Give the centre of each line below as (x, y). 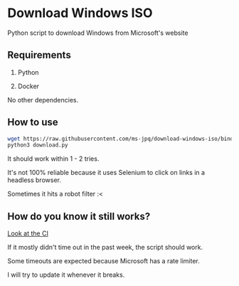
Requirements (39, 55)
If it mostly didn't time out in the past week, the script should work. (105, 248)
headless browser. (34, 180)
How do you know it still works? (79, 216)
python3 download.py (38, 145)
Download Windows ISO (80, 13)
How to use (33, 122)
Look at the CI (28, 233)
